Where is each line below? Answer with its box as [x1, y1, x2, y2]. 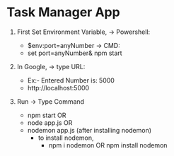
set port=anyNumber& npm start [27, 49, 122, 57]
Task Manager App [6, 4, 121, 20]
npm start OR [27, 111, 66, 119]
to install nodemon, [37, 133, 94, 142]
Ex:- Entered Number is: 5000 [27, 76, 115, 85]
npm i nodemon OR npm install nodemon [48, 140, 168, 149]
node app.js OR [27, 118, 73, 127]
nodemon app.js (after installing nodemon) [27, 126, 152, 134]
